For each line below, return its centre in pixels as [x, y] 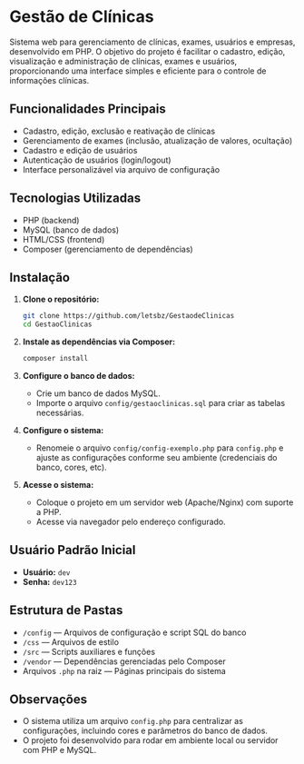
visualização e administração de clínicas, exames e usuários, [123, 61]
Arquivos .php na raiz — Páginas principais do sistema [124, 670]
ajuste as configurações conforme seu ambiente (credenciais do [157, 457]
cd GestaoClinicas [57, 324]
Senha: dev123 [49, 581]
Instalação [40, 278]
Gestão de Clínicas [82, 17]
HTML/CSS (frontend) [64, 239]
